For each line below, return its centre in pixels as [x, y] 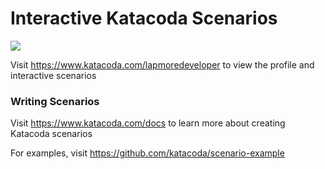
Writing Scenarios [55, 101]
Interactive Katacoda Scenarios [144, 18]
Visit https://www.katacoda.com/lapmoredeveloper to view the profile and [162, 64]
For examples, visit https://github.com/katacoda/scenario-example [147, 153]
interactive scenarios [53, 75]
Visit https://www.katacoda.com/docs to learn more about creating [148, 123]
